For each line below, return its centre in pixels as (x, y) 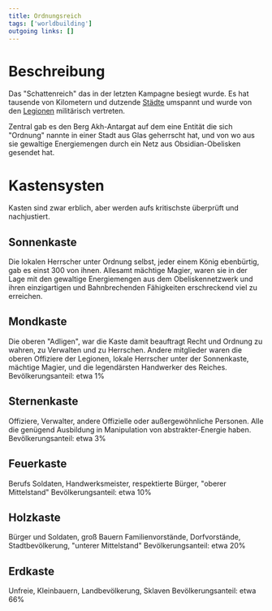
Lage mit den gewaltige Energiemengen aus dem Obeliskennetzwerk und (131, 279)
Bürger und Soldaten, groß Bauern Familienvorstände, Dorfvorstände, (125, 537)
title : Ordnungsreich (45, 16)
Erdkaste (32, 571)
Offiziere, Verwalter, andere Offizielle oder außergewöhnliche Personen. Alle (136, 421)
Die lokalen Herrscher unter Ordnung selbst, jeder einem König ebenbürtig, (134, 262)
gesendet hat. (32, 153)
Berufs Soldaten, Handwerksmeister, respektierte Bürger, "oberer (118, 483)
